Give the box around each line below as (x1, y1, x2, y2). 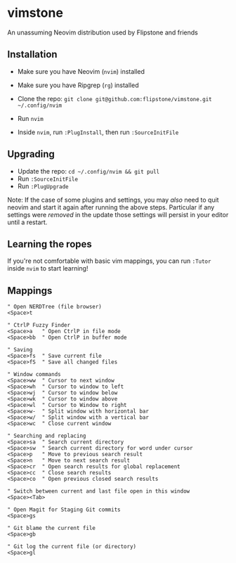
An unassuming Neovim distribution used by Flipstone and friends (7, 28, 198, 37)
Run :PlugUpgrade (17, 181, 69, 190)
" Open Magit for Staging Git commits (7, 506, 121, 514)
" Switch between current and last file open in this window (7, 488, 190, 495)
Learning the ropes (7, 238, 93, 250)
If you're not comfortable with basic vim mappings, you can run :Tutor (7, 257, 211, 265)
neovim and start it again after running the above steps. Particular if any (7, 202, 215, 212)
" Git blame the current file (7, 525, 96, 532)
